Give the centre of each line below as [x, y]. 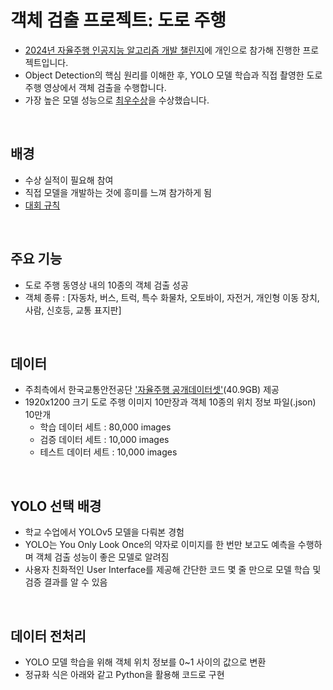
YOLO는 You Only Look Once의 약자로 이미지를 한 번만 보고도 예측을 [160, 545]
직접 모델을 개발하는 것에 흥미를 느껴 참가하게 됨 [118, 192]
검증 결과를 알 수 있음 [66, 582]
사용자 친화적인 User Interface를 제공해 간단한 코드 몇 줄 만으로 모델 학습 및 [173, 570]
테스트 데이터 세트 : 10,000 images [108, 452]
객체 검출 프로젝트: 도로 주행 [118, 20]
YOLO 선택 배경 [56, 506]
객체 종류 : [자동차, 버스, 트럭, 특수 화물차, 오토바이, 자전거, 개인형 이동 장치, [172, 297]
